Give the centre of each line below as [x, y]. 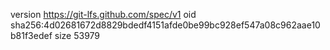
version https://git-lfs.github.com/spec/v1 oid [103, 14]
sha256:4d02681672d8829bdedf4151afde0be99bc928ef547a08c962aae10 [165, 25]
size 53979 [77, 35]
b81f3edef [31, 35]
